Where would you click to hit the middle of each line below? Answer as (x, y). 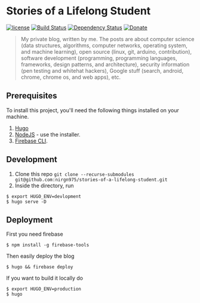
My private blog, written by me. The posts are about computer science (107, 39)
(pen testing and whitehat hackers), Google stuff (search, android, (102, 70)
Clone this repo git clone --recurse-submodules (74, 174)
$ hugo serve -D (26, 202)
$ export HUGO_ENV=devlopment (44, 196)
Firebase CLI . (31, 141)
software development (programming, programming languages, (99, 58)
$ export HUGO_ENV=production (44, 289)
